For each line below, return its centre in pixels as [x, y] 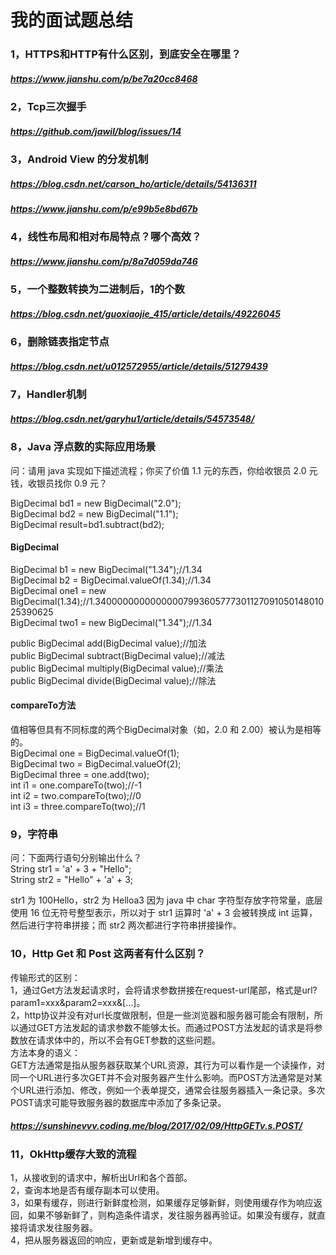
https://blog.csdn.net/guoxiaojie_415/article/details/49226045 [145, 313]
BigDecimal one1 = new [58, 590]
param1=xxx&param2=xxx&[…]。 [78, 1002]
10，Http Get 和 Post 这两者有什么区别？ [108, 954]
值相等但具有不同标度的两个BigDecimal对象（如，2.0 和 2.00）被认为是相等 [166, 730]
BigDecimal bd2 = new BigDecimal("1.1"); [94, 513]
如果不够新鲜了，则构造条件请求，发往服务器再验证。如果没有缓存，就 [172, 1215]
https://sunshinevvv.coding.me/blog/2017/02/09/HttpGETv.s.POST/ [156, 1126]
